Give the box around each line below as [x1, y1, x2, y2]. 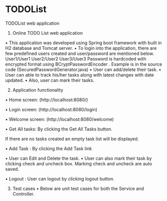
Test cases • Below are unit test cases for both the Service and [12, 185, 144, 191]
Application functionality [12, 87, 64, 93]
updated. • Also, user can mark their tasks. [5, 77, 95, 83]
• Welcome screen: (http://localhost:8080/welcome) [5, 116, 114, 122]
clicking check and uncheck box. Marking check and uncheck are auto [5, 160, 152, 167]
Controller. [12, 190, 35, 197]
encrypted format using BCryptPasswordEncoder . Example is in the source [5, 61, 162, 67]
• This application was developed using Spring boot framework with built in [5, 39, 162, 46]
